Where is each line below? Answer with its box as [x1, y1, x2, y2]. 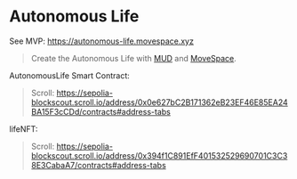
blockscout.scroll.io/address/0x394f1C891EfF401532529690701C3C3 [30, 150, 288, 161]
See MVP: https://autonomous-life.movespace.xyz [9, 36, 194, 46]
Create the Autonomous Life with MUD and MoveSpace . [30, 53, 237, 63]
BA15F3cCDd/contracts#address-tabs [30, 106, 171, 117]
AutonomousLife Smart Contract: [9, 69, 131, 81]
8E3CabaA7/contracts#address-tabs [30, 159, 166, 170]
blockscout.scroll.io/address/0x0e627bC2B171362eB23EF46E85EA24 [30, 96, 289, 108]
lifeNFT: [9, 123, 38, 134]
